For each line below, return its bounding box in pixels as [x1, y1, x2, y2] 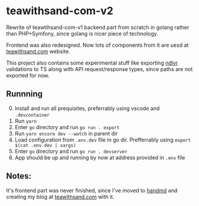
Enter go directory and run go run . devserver [14, 147, 128, 154]
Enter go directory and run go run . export [14, 123, 120, 131]
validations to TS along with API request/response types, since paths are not [6, 65, 193, 72]
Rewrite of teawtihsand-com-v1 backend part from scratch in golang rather [6, 24, 190, 31]
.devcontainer [14, 112, 50, 118]
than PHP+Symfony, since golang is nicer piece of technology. [6, 30, 159, 37]
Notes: [6, 171, 31, 181]
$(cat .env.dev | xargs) [14, 142, 76, 149]
